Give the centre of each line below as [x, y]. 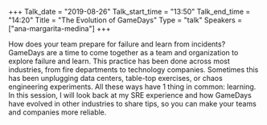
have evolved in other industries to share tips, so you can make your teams [133, 104]
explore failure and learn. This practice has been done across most [119, 61]
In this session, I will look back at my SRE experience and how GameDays [130, 95]
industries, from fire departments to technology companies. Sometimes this [133, 70]
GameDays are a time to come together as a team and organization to [123, 52]
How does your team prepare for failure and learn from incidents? [117, 44]
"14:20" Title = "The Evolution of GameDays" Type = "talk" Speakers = [125, 20]
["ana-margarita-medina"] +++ [60, 28]
